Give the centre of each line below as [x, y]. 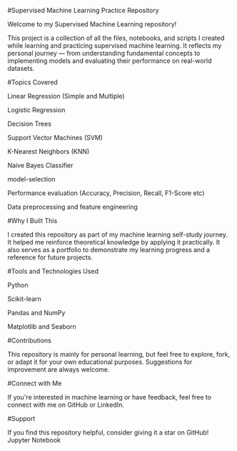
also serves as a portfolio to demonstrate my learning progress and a [109, 250]
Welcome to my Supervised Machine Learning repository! [92, 24]
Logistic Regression [36, 110]
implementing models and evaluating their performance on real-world [110, 61]
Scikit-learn [24, 299]
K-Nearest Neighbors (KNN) [49, 152]
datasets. [21, 68]
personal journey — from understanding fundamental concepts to [104, 53]
